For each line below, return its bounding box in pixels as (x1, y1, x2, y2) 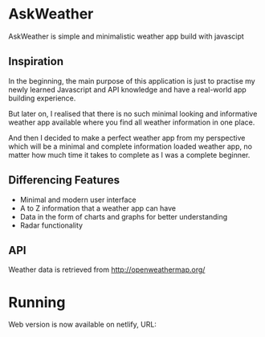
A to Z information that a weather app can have (19, 203, 177, 213)
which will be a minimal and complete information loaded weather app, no (8, 142, 253, 151)
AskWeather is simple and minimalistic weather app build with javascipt (8, 31, 245, 41)
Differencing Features (8, 174, 120, 187)
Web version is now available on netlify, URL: (8, 319, 157, 330)
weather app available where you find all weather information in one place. (8, 117, 255, 127)
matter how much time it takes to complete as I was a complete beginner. (8, 150, 251, 159)
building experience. (8, 93, 76, 103)
